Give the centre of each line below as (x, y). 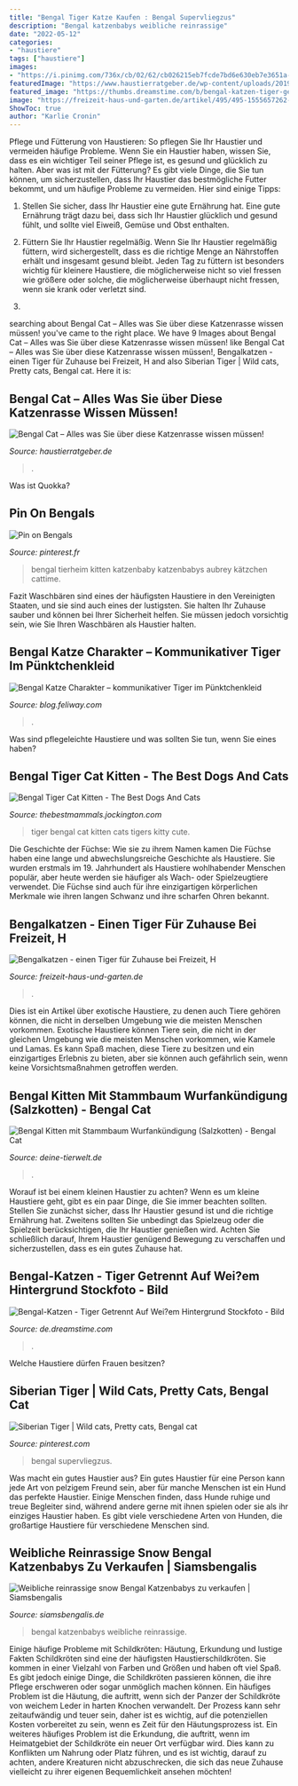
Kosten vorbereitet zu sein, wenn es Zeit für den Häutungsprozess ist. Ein (143, 1725)
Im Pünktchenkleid (62, 666)
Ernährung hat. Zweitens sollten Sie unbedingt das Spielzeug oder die (137, 1220)
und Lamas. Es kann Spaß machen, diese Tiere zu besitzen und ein (132, 1049)
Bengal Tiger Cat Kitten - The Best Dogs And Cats (149, 776)
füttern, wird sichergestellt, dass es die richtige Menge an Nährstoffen (150, 252)
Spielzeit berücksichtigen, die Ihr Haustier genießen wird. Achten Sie (134, 1229)
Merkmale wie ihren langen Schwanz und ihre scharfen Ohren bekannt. (139, 897)
